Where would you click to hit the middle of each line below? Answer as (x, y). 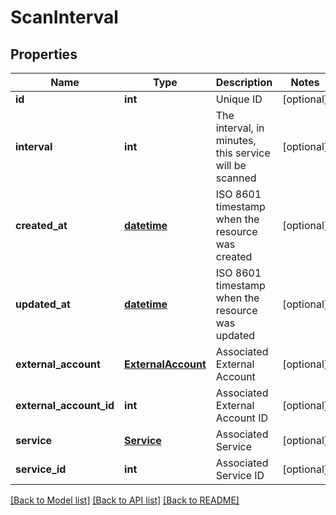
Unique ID (239, 99)
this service (243, 153)
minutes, (236, 140)
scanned (236, 178)
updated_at (43, 304)
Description (244, 82)
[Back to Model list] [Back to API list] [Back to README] (125, 500)
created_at (41, 225)
